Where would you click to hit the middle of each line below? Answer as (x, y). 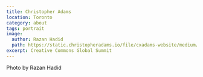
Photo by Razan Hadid (34, 67)
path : (19, 45)
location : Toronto (29, 17)
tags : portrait (25, 28)
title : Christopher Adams (39, 12)
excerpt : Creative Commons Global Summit (59, 51)
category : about (27, 23)
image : (14, 34)
